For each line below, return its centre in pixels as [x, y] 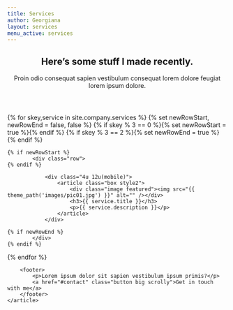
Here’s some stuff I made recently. [117, 61]
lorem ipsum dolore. [117, 86]
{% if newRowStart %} [39, 153]
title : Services [31, 14]
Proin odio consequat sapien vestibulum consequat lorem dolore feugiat [117, 78]
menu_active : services [40, 33]
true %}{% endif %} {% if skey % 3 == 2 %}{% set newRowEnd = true [108, 133]
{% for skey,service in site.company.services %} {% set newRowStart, [108, 118]
